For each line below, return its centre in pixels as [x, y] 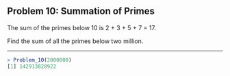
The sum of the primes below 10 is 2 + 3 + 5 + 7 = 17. [81, 27]
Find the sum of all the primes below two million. [75, 41]
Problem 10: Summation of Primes [81, 11]
